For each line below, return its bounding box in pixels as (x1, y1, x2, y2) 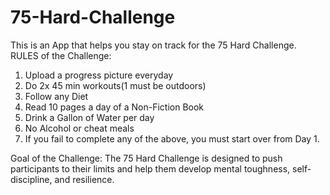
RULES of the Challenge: (10, 49, 112, 61)
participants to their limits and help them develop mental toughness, (10, 162, 291, 175)
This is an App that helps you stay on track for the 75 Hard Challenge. (10, 39, 297, 51)
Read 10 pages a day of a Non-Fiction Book (24, 101, 205, 113)
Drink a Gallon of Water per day (24, 111, 155, 123)
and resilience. (54, 173, 115, 185)
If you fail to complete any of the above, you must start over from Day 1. (24, 132, 320, 145)
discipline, (10, 173, 53, 185)
